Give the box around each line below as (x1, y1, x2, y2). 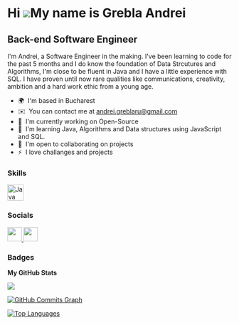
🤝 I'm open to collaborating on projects (17, 140, 134, 148)
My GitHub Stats (7, 268, 58, 277)
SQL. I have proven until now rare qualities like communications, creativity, (7, 75, 225, 83)
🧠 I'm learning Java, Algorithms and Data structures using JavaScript (17, 125, 222, 133)
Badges (7, 252, 34, 262)
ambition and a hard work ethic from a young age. (7, 82, 154, 90)
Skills (7, 168, 27, 178)
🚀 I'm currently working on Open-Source (17, 117, 139, 126)
